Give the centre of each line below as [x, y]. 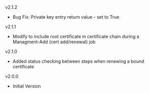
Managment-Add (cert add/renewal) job [54, 42]
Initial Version [27, 86]
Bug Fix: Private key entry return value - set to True [66, 17]
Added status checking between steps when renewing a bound [78, 61]
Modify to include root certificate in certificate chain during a [76, 36]
